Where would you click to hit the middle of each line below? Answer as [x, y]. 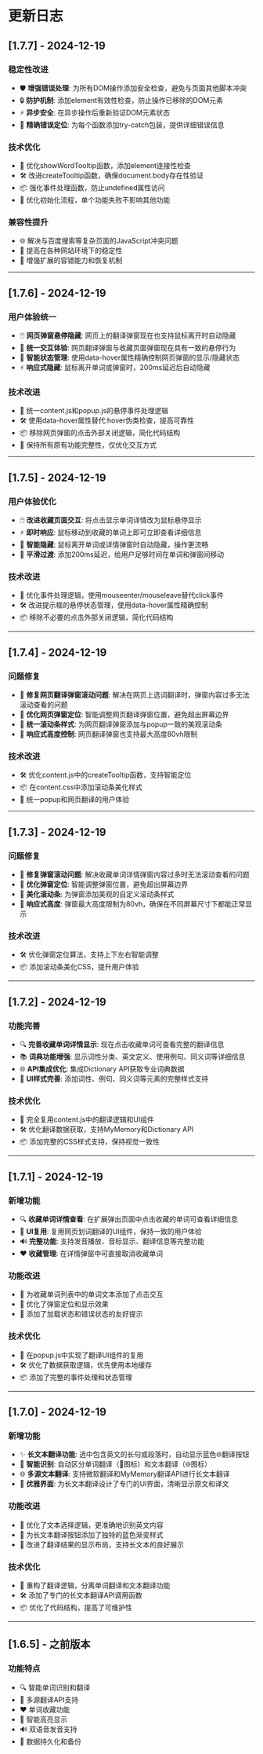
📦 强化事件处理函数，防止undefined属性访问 [92, 188]
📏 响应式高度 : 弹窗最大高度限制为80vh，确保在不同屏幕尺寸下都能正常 [132, 904]
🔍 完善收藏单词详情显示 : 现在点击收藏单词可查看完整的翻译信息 [122, 1045]
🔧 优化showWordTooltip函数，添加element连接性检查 [105, 166]
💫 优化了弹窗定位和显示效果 [64, 1304]
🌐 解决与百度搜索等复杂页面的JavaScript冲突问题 [99, 241]
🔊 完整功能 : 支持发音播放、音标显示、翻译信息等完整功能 [112, 1241]
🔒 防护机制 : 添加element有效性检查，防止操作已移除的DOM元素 [121, 100]
